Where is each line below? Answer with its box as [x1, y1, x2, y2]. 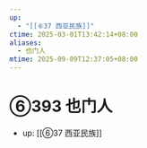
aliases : [9, 38, 42, 48]
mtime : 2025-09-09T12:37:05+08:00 [9, 55, 139, 64]
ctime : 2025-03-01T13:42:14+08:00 [9, 30, 139, 39]
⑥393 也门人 [9, 96, 113, 117]
